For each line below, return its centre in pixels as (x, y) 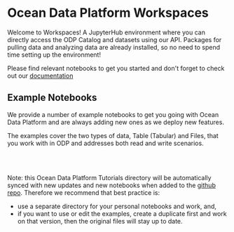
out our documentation (40, 76)
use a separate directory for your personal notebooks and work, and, (117, 206)
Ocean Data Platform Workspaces (108, 13)
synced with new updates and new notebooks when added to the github (111, 185)
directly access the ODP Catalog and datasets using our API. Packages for (115, 39)
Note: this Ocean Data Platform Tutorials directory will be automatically (109, 177)
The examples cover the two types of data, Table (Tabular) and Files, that (113, 135)
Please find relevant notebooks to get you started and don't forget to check (116, 68)
